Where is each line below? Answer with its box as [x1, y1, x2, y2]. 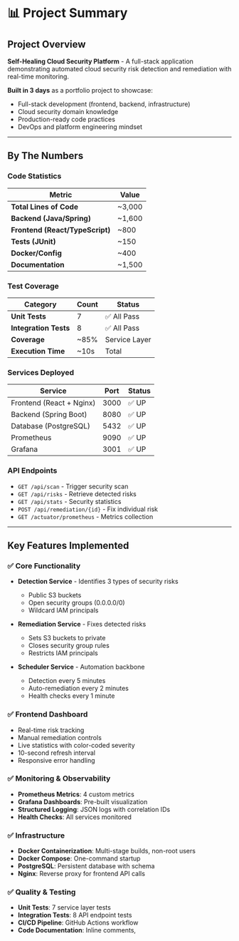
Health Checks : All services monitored [17, 813, 132, 821]
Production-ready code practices [17, 115, 116, 123]
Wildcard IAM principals [28, 606, 99, 615]
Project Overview [7, 38, 86, 50]
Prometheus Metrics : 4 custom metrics [17, 790, 135, 798]
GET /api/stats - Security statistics [17, 497, 122, 505]
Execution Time [11, 346, 65, 356]
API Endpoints [7, 466, 58, 475]
